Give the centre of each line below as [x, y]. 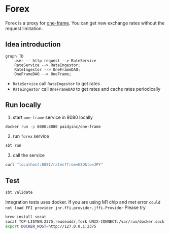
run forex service [31, 136]
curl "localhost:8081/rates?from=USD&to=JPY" [54, 165]
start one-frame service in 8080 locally [53, 117]
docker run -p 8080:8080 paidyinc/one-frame [53, 126]
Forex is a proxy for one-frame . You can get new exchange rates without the [85, 23]
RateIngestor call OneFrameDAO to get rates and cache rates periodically [87, 89]
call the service [28, 155]
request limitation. [24, 28]
